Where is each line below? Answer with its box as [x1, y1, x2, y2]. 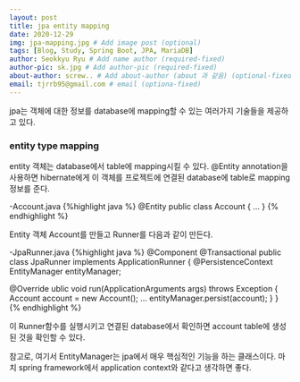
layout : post [9, 13, 58, 22]
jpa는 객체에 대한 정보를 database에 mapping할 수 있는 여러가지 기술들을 [9, 105, 265, 116]
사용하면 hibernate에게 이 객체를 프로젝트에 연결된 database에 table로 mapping [9, 172, 290, 183]
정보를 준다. [9, 183, 51, 193]
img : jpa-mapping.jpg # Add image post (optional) [9, 38, 202, 47]
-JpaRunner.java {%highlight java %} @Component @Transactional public [9, 247, 282, 258]
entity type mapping [9, 140, 100, 152]
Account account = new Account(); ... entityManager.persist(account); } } [9, 293, 279, 303]
